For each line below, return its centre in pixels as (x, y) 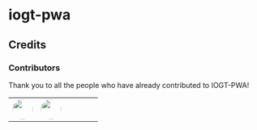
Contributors (34, 68)
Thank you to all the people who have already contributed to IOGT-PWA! (129, 85)
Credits (28, 45)
